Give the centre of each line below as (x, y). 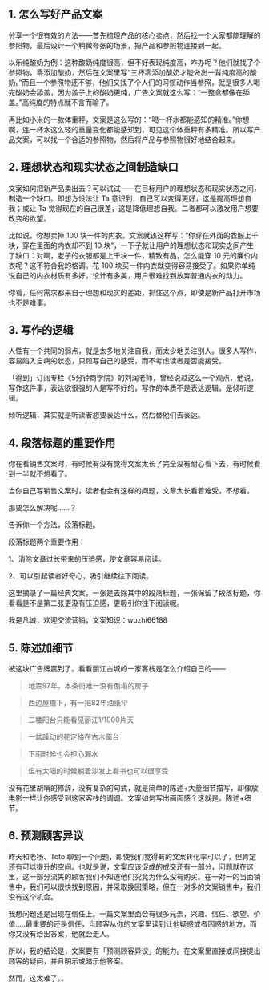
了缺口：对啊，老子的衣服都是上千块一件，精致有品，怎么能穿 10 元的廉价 (130, 255)
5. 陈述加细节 (41, 648)
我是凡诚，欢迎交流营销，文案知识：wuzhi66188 (88, 620)
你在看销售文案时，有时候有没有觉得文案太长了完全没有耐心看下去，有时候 (131, 464)
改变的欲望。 (29, 218)
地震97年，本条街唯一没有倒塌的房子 (88, 686)
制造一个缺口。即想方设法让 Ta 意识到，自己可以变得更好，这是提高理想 (126, 198)
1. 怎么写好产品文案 (56, 14)
